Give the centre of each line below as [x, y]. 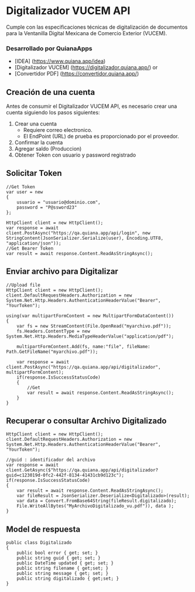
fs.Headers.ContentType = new [54, 331]
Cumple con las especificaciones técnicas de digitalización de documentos [97, 27]
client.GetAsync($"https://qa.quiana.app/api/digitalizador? [82, 470]
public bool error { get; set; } [57, 553]
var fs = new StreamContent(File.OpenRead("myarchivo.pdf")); [94, 326]
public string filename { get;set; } [63, 569]
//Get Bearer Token [30, 248]
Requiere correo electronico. [58, 130]
